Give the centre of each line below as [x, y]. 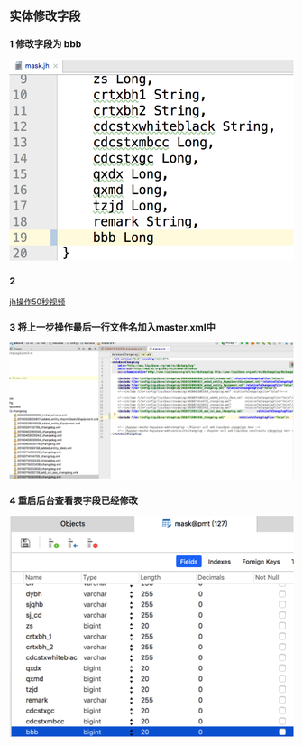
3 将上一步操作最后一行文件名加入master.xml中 [113, 328]
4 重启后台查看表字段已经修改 [73, 500]
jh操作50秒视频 [37, 302]
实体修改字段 [45, 16]
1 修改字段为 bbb [46, 44]
